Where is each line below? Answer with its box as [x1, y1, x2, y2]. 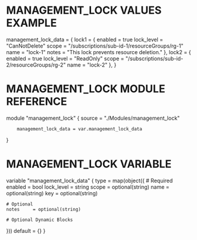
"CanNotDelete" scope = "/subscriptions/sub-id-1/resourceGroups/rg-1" [6, 42, 184, 49]
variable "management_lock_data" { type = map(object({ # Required [6, 177, 173, 184]
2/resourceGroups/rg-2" [6, 61, 66, 68]
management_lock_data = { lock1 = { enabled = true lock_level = [6, 36, 164, 43]
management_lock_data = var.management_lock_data [17, 126, 143, 132]
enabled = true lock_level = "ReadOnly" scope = [6, 55, 124, 62]
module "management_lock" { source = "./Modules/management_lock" [6, 114, 180, 121]
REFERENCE [6, 95, 67, 108]
